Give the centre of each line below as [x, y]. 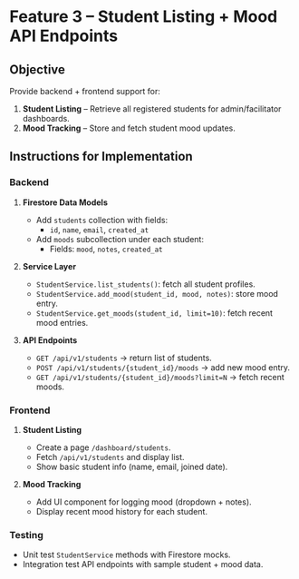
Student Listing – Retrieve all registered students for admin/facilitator [152, 109]
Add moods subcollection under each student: [120, 239]
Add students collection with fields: [102, 220]
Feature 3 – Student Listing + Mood [144, 17]
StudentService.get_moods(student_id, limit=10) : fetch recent [154, 313]
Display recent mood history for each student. [122, 511]
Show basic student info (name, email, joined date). [132, 466]
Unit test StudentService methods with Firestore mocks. [126, 554]
